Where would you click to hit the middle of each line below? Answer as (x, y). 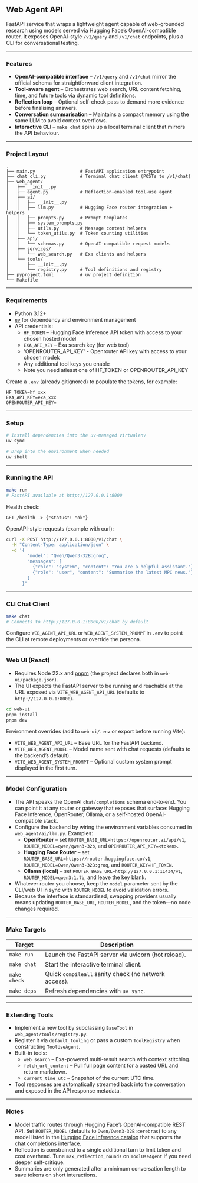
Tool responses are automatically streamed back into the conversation (100, 1084)
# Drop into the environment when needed (58, 451)
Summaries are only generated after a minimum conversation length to (100, 1168)
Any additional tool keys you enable (67, 364)
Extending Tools (30, 1015)
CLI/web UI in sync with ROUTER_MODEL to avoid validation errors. (92, 890)
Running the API (30, 477)
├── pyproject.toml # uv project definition (74, 275)
